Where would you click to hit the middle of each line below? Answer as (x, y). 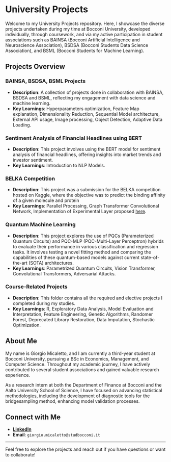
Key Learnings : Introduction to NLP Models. (59, 165)
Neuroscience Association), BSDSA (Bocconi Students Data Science (77, 45)
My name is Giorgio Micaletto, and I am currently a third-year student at (80, 353)
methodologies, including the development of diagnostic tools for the (78, 396)
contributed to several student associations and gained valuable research (82, 369)
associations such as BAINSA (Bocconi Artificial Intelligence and (73, 40)
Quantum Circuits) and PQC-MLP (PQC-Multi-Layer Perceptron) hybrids (88, 241)
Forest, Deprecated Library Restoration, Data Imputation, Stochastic (84, 319)
